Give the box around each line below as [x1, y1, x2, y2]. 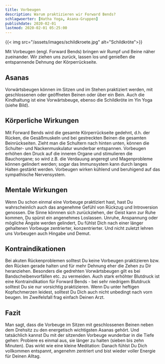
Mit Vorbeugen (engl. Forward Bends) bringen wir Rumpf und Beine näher [5, 49, 156, 55]
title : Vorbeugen [5, 7, 41, 12]
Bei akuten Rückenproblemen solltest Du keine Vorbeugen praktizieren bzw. [5, 257, 160, 264]
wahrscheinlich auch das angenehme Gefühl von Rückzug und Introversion [5, 204, 158, 210]
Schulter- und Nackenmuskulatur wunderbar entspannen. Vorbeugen [5, 145, 146, 151]
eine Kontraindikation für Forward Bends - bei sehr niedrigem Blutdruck [5, 279, 151, 285]
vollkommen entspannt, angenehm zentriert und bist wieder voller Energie [5, 348, 156, 354]
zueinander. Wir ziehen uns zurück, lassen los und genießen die [5, 54, 135, 60]
